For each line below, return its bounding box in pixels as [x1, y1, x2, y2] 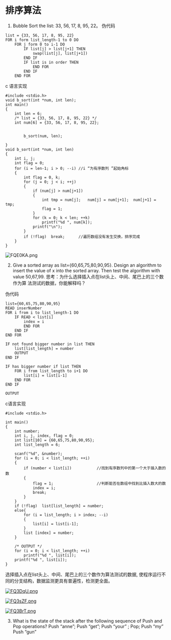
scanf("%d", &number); [14, 451, 63, 456]
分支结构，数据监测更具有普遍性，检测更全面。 [14, 577, 113, 584]
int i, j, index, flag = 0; [14, 433, 74, 438]
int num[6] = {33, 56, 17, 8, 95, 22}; [14, 120, 100, 125]
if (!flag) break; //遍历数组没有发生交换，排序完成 [23, 234, 140, 239]
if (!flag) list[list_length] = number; [14, 503, 104, 508]
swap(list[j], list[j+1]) [32, 51, 88, 56]
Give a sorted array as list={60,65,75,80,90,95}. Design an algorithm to [12, 262, 162, 268]
